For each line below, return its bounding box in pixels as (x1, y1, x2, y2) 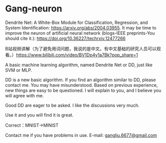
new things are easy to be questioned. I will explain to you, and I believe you (5, 87, 162, 93)
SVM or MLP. (5, 67, 32, 73)
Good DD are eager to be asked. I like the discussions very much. (5, 102, 140, 108)
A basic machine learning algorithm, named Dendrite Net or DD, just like (5, 62, 153, 68)
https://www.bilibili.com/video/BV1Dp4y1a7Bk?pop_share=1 (16, 52, 138, 58)
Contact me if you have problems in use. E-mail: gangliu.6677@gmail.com (5, 132, 157, 138)
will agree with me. (5, 93, 44, 99)
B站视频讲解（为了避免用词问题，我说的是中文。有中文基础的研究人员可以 (5, 45, 157, 51)
